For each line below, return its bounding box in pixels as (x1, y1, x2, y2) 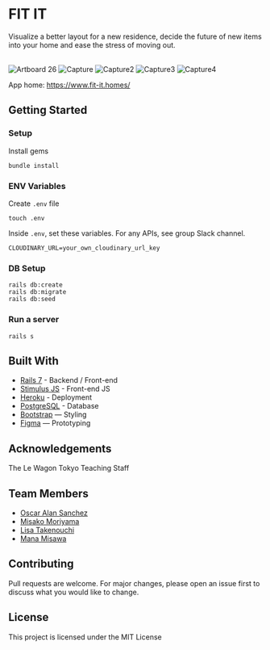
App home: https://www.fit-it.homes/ (8, 80, 131, 90)
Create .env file (8, 199, 60, 208)
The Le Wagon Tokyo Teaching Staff (8, 463, 130, 473)
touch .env (8, 214, 45, 222)
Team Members (8, 486, 89, 501)
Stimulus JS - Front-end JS (19, 384, 110, 394)
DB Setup (8, 262, 46, 274)
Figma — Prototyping (19, 418, 91, 428)
